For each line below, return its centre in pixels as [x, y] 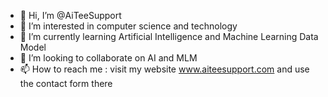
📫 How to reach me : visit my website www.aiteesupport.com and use [164, 69]
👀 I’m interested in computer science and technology [128, 26]
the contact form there [66, 83]
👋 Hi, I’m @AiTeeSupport [70, 15]
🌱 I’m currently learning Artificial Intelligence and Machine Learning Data [169, 36]
